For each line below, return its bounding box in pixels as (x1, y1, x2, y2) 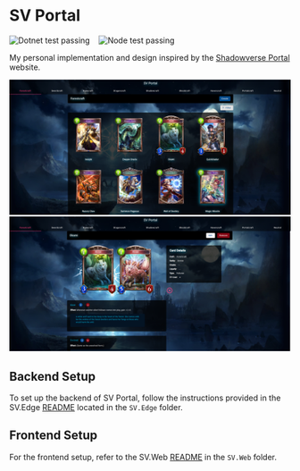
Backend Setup (9, 368, 96, 384)
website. (9, 62, 41, 72)
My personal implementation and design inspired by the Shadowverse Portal (9, 52, 290, 63)
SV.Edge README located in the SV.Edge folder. (9, 402, 183, 413)
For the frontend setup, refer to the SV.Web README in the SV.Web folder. (9, 451, 278, 462)
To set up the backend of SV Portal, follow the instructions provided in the (9, 392, 281, 403)
